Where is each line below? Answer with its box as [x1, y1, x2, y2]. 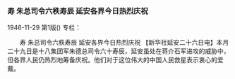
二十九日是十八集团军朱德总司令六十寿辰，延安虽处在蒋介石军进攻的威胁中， [7, 47, 230, 55]
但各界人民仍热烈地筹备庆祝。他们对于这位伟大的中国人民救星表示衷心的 [7, 56, 217, 64]
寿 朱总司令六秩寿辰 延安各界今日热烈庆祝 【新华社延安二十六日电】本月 [19, 38, 229, 47]
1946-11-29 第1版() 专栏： [7, 23, 81, 32]
